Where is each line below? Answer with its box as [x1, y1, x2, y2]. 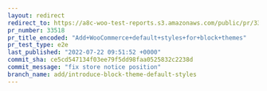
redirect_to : [7, 19, 51, 27]
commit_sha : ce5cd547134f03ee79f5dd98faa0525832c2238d [7, 56, 194, 64]
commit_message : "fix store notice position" [7, 63, 161, 71]
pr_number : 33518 [7, 26, 65, 34]
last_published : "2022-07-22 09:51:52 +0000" [7, 48, 161, 56]
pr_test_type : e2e [7, 41, 69, 49]
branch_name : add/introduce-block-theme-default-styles [7, 70, 197, 78]
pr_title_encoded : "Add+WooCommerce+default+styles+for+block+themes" [7, 33, 247, 42]
